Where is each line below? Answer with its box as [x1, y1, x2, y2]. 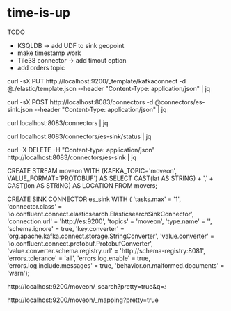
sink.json [7, 105, 33, 113]
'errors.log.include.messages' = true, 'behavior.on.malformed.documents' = [7, 261, 225, 269]
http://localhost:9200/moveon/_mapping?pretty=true [7, 296, 159, 304]
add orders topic [17, 63, 65, 72]
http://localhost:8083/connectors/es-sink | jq [7, 153, 137, 161]
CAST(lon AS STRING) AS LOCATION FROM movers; [7, 181, 158, 189]
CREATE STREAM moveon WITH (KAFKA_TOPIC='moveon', [7, 166, 177, 175]
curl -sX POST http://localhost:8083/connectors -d [7, 97, 154, 106]
